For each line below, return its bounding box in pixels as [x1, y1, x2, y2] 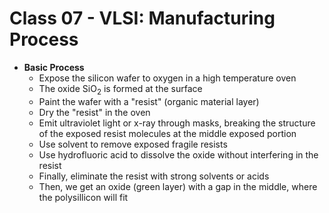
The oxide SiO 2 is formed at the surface [38, 82, 203, 97]
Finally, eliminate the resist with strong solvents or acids [38, 170, 270, 182]
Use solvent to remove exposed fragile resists [38, 138, 228, 150]
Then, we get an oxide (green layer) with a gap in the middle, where [38, 180, 318, 192]
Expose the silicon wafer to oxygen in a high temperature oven [38, 72, 297, 84]
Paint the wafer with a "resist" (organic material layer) [38, 95, 260, 107]
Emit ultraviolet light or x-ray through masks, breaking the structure [38, 117, 316, 129]
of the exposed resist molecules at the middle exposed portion [38, 127, 297, 139]
